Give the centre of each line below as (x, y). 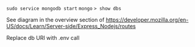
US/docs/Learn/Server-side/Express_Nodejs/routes (71, 26)
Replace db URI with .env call (43, 38)
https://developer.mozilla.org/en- (147, 20)
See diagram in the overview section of (55, 20)
